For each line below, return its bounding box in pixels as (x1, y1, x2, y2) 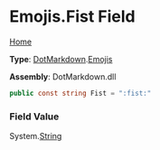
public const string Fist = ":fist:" (9, 89, 152, 98)
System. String (9, 131, 62, 142)
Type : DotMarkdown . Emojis (9, 53, 113, 64)
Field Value (9, 110, 60, 123)
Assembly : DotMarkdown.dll (9, 70, 117, 82)
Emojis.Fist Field (9, 6, 136, 27)
